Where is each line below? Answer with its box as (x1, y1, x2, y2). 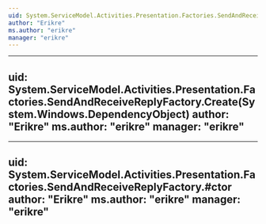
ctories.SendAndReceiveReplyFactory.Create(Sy (8, 95, 256, 108)
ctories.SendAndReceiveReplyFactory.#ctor (8, 180, 232, 194)
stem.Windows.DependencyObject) (8, 108, 190, 121)
